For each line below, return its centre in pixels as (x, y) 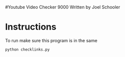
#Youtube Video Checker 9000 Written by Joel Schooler (63, 7)
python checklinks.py (28, 49)
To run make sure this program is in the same (51, 40)
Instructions (31, 27)
